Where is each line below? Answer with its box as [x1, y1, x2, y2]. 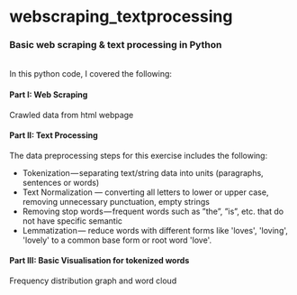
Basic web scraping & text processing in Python [9, 39, 222, 51]
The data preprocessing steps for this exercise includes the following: [9, 150, 268, 161]
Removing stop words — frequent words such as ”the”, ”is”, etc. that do [22, 206, 284, 217]
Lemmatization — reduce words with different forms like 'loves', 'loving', [22, 225, 288, 235]
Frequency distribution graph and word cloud [9, 275, 177, 286]
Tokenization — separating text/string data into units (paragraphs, [22, 167, 264, 178]
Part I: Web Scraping [9, 89, 88, 100]
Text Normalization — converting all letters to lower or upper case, [22, 187, 269, 198]
